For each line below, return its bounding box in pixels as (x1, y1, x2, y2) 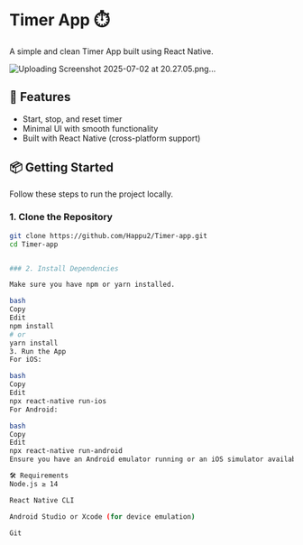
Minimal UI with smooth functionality (22, 123, 159, 134)
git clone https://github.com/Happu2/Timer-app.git (9, 231, 207, 240)
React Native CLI (9, 495, 75, 504)
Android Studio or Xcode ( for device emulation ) (9, 512, 196, 522)
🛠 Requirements (9, 471, 69, 481)
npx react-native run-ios (9, 396, 106, 405)
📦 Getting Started (9, 160, 115, 175)
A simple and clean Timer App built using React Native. (9, 45, 214, 57)
